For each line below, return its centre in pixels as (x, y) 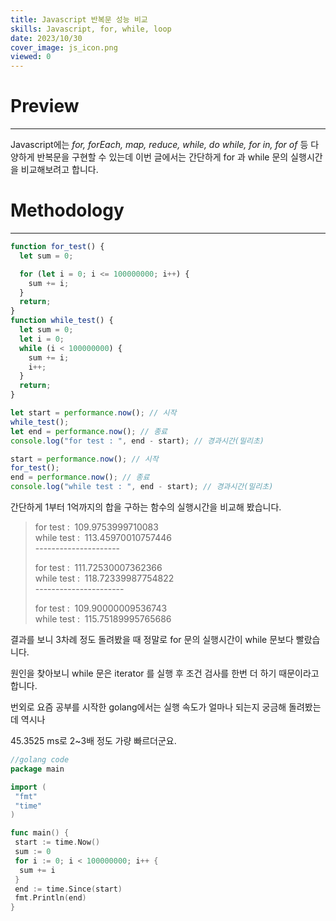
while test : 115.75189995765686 (103, 619)
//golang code (40, 760)
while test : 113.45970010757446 (103, 537)
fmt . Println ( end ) (50, 898)
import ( (28, 787)
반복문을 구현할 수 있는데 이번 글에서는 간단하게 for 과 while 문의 (162, 157)
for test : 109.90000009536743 (101, 608)
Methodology (67, 210)
